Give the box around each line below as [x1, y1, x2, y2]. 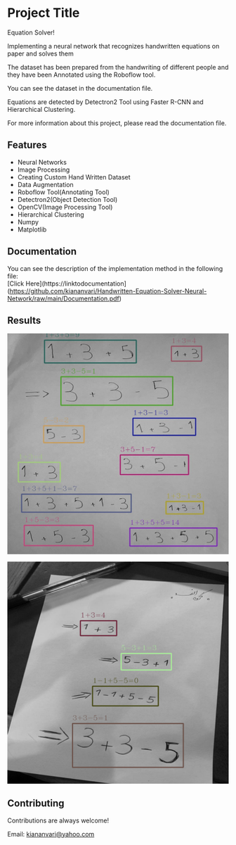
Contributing [7, 797, 65, 810]
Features [7, 139, 47, 151]
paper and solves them [7, 49, 74, 58]
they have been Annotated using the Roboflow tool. [7, 70, 156, 79]
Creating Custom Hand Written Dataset [17, 172, 131, 181]
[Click [7, 279, 25, 288]
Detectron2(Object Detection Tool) [17, 195, 118, 203]
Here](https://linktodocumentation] [25, 279, 126, 288]
